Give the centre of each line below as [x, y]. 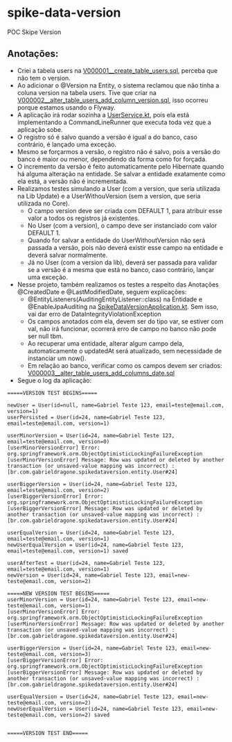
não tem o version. [44, 78]
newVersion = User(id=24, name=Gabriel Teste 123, [82, 575]
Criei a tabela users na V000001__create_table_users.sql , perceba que [117, 70]
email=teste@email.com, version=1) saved [68, 551]
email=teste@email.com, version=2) [59, 490]
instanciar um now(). [57, 358]
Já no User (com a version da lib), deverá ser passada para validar [122, 262]
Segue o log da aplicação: [54, 380]
